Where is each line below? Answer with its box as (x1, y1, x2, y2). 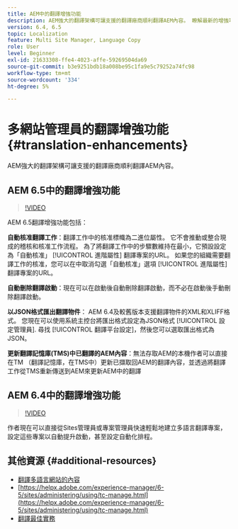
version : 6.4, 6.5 (7, 23, 62, 30)
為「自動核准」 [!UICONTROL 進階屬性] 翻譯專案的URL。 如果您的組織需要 (7, 251, 225, 259)
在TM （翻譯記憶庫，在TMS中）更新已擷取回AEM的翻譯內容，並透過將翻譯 (7, 358, 227, 366)
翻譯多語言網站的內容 (17, 475, 80, 484)
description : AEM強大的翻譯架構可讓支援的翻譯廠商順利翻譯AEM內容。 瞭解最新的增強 (7, 17, 229, 24)
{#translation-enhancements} (7, 137, 189, 153)
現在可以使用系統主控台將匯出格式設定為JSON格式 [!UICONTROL (27, 317, 217, 324)
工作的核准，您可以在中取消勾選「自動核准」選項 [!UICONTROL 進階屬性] (13, 260, 228, 268)
